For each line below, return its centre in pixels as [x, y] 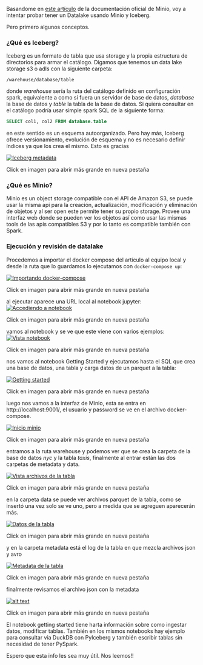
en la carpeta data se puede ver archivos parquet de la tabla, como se [94, 499]
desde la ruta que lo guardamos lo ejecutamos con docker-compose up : [94, 266]
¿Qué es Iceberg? [33, 42]
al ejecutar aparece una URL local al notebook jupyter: [74, 301]
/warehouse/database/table [40, 80]
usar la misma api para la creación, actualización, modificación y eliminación [102, 205]
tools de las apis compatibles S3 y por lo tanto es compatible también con [98, 224]
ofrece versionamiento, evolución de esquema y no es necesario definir [96, 140]
